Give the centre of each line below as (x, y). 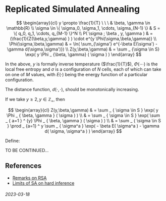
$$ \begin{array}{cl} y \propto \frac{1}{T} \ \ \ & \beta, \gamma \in (83, 23)
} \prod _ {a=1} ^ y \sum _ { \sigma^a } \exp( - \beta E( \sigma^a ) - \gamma (83, 126)
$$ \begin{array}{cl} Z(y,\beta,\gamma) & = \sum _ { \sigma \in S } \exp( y (83, 110)
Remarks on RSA (29, 178)
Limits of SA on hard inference (43, 183)
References (23, 166)
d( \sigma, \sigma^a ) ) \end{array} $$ (83, 131)
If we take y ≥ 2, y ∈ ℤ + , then (35, 100)
